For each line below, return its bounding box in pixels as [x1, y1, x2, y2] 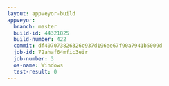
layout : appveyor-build [7, 10, 76, 17]
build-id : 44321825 [13, 29, 70, 37]
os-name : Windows [13, 62, 64, 69]
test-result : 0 [13, 68, 57, 75]
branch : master [13, 23, 57, 30]
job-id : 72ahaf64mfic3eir [13, 49, 89, 56]
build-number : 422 [13, 36, 67, 43]
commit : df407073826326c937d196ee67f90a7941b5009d [13, 42, 163, 49]
